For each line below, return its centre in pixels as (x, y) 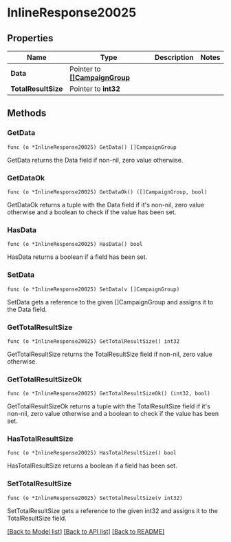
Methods (27, 113)
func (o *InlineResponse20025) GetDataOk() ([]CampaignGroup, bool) (107, 192)
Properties (30, 38)
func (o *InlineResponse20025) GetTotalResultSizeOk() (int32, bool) (109, 394)
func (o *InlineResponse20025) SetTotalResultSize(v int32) (95, 498)
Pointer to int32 (95, 89)
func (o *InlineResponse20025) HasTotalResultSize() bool (92, 453)
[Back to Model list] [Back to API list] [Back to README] (86, 531)
